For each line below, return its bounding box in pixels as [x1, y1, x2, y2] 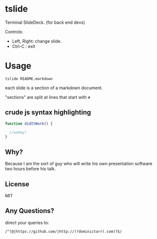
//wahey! [9, 130, 27, 135]
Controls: [5, 29, 23, 34]
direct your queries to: [5, 220, 49, 225]
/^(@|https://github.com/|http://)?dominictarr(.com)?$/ [5, 229, 122, 234]
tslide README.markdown [5, 76, 53, 81]
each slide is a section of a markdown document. [5, 85, 103, 91]
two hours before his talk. [5, 166, 56, 172]
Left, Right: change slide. [12, 38, 62, 44]
